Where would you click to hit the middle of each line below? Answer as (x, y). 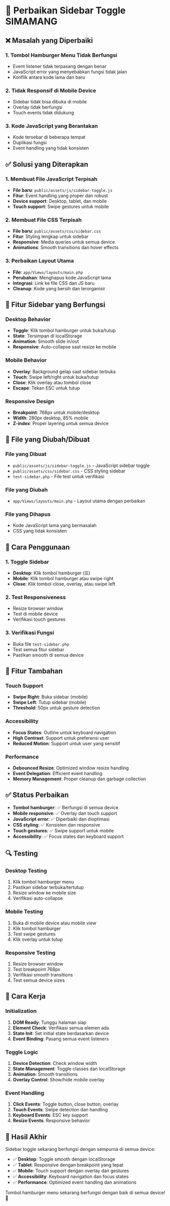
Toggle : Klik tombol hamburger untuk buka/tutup (64, 330)
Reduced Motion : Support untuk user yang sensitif (66, 743)
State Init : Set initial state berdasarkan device (61, 1033)
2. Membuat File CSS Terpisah (44, 220)
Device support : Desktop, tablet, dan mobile (60, 201)
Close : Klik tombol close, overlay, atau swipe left (64, 584)
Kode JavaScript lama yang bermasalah (55, 526)
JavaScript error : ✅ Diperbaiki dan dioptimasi (61, 819)
